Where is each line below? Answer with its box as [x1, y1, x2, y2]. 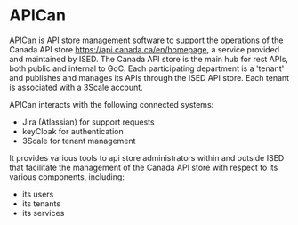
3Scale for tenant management [21, 135, 136, 146]
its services [21, 207, 65, 218]
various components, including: [9, 171, 125, 182]
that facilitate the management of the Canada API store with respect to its [9, 162, 278, 173]
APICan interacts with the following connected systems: [9, 99, 214, 109]
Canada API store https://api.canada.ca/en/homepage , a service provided [9, 44, 280, 54]
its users [21, 189, 54, 199]
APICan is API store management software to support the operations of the [9, 35, 284, 45]
